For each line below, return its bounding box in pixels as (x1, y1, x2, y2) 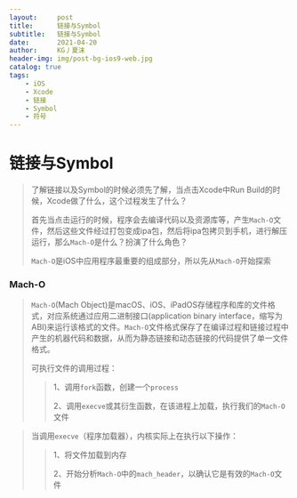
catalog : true (9, 63, 62, 72)
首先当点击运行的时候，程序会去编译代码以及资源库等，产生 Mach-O (30, 214, 274, 225)
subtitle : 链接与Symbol (9, 29, 101, 38)
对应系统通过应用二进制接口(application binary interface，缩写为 (46, 310, 283, 321)
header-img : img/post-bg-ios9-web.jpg (9, 54, 153, 63)
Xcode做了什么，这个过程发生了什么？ (46, 196, 189, 206)
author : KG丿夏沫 (9, 46, 85, 55)
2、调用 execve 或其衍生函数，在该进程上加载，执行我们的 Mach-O (52, 401, 286, 412)
